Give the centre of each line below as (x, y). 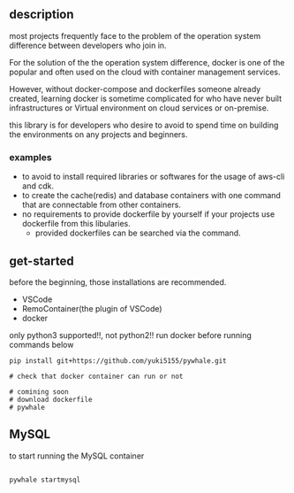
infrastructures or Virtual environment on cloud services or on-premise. (139, 108)
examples (30, 157)
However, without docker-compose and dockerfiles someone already (135, 89)
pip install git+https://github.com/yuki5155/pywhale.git (118, 361)
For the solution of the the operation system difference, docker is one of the (147, 62)
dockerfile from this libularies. (76, 224)
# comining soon (39, 392)
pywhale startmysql (45, 480)
